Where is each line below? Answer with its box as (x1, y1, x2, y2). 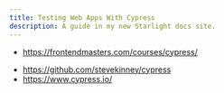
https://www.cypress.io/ (22, 73, 113, 84)
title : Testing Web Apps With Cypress (9, 13, 155, 23)
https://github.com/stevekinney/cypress (22, 64, 172, 75)
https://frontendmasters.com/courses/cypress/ (22, 46, 199, 57)
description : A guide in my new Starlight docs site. (9, 22, 217, 31)
